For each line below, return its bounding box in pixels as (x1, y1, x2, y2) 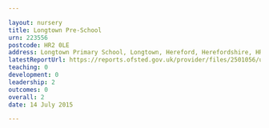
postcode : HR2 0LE (8, 41, 70, 49)
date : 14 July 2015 (8, 101, 74, 109)
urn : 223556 (8, 34, 48, 42)
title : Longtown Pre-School (8, 26, 102, 34)
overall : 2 (8, 93, 45, 101)
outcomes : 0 (8, 86, 48, 94)
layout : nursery (8, 18, 62, 26)
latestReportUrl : (8, 56, 66, 64)
